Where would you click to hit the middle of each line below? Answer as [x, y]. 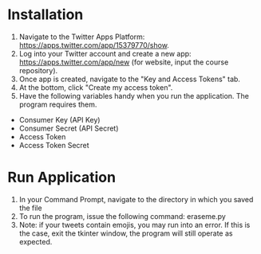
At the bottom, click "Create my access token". [96, 87]
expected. [36, 241]
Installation [45, 15]
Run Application [62, 178]
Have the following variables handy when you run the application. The [134, 96]
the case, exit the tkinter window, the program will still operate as [126, 233]
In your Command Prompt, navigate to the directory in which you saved [136, 199]
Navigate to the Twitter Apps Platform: [82, 37]
